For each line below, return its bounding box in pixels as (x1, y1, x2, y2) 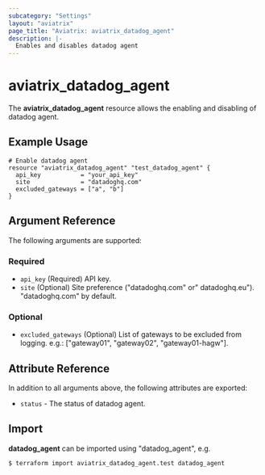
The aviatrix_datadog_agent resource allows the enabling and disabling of (8, 103, 257, 113)
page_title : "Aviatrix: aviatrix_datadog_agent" (8, 27, 175, 35)
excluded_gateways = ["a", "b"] (15, 185, 125, 193)
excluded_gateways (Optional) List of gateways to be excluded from (19, 330, 242, 339)
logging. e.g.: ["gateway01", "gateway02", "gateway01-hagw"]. (19, 338, 229, 348)
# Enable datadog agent (8, 157, 89, 165)
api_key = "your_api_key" (15, 170, 139, 179)
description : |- (8, 34, 63, 43)
